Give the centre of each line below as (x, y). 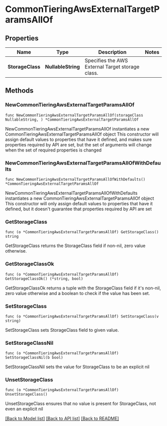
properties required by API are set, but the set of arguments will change (79, 144)
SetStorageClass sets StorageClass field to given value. (62, 330)
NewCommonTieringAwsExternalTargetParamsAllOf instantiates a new (77, 129)
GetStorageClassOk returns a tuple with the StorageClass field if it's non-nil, (83, 288)
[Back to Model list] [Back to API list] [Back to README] (62, 419)
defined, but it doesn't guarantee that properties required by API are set (79, 209)
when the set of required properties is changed (53, 150)
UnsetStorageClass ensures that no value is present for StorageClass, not (81, 404)
